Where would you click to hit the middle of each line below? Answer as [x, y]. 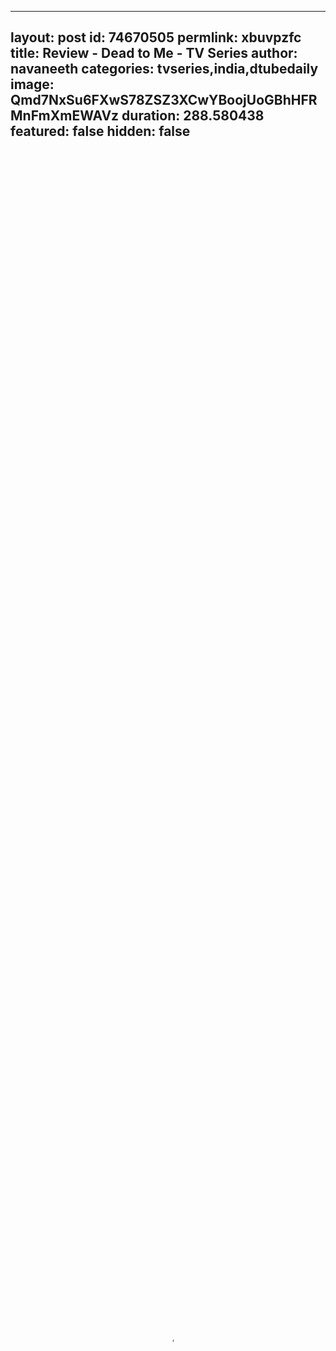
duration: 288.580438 [193, 116]
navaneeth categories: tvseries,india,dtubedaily [164, 69]
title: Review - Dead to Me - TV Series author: [154, 53]
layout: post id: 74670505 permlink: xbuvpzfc [156, 37]
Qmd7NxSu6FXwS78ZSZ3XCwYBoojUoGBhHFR [164, 100]
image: [32, 84]
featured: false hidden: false [100, 131]
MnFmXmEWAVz [65, 116]
